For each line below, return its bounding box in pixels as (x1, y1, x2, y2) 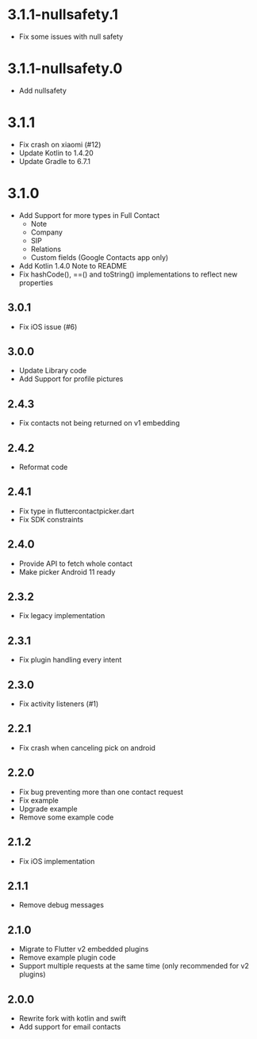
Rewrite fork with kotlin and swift (18, 1013, 126, 1023)
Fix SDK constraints (18, 514, 84, 524)
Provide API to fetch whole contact (18, 559, 132, 568)
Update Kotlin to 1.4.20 (18, 148, 94, 158)
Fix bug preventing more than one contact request (18, 787, 184, 796)
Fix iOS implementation (18, 856, 95, 865)
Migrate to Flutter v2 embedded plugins (18, 945, 149, 954)
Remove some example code (18, 812, 114, 822)
